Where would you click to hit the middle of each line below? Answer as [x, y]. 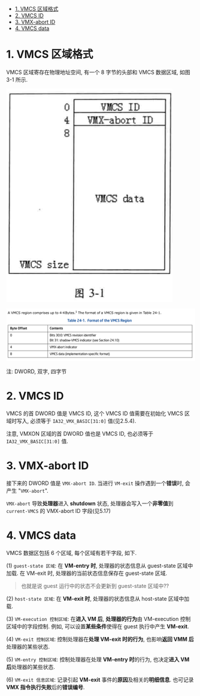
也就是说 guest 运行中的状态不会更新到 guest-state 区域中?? [95, 586]
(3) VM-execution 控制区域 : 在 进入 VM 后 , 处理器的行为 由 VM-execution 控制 [99, 619]
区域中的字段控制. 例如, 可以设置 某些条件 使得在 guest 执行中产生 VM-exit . [98, 626]
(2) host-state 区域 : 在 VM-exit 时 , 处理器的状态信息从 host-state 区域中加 [98, 598]
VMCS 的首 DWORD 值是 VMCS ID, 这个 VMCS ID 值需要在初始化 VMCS [95, 413]
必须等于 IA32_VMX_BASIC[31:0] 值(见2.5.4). [83, 421]
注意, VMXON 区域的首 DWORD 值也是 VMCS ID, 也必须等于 [80, 433]
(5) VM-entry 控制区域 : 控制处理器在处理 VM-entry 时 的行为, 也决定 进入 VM [98, 659]
